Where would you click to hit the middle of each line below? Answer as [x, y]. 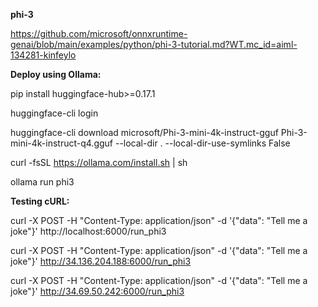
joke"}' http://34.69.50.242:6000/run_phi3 [97, 291]
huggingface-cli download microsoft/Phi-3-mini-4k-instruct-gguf [144, 132]
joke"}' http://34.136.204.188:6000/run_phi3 [101, 261]
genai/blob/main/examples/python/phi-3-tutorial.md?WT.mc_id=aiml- [154, 44]
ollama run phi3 [42, 182]
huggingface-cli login [54, 113]
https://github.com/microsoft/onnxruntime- [99, 33]
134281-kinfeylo [43, 55]
